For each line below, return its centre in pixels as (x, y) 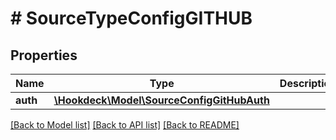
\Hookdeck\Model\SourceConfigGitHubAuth (161, 100)
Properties (44, 55)
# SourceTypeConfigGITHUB (131, 18)
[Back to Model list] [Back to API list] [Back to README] (125, 125)
